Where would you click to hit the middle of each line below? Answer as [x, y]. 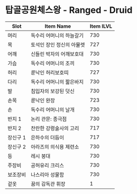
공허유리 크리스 [47, 165]
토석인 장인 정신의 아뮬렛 [58, 45]
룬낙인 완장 [43, 100]
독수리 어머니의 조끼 [52, 63]
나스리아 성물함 [47, 175]
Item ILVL [101, 26]
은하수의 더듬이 [47, 138]
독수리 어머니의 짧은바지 [57, 82]
